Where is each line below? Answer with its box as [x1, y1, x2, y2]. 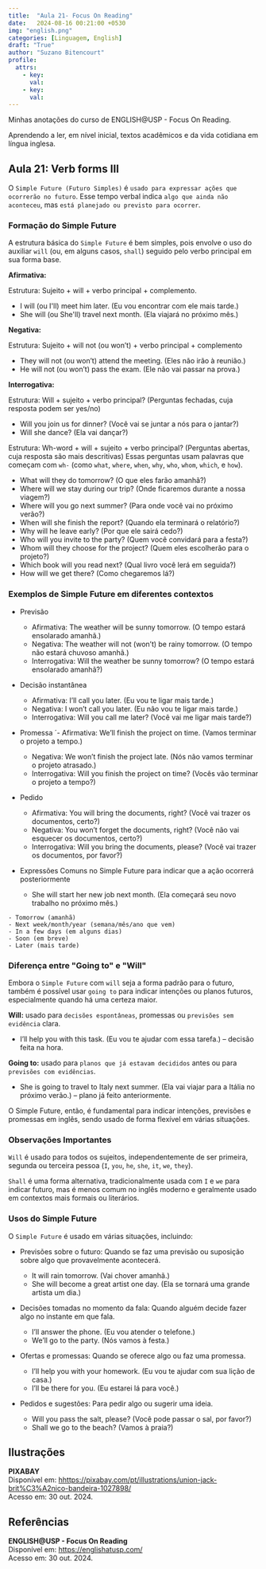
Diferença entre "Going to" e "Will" [8, 959, 147, 971]
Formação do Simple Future [8, 220, 117, 231]
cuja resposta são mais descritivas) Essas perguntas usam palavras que [8, 452, 245, 461]
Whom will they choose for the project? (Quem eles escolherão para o [19, 543, 249, 553]
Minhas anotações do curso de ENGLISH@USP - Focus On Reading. [8, 115, 232, 124]
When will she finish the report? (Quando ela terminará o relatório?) [19, 518, 241, 528]
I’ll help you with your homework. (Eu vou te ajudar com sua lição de [31, 1366, 256, 1375]
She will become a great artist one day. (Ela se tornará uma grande [31, 1279, 250, 1289]
